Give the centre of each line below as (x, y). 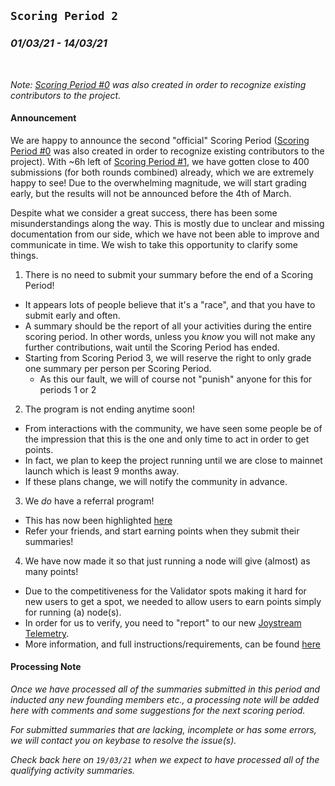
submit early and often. (72, 315)
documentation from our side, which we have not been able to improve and (165, 234)
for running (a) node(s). (73, 612)
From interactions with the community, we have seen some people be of (173, 428)
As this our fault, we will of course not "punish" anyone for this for (176, 379)
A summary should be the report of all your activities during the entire (168, 326)
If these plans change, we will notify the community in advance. (156, 481)
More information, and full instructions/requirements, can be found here (172, 644)
